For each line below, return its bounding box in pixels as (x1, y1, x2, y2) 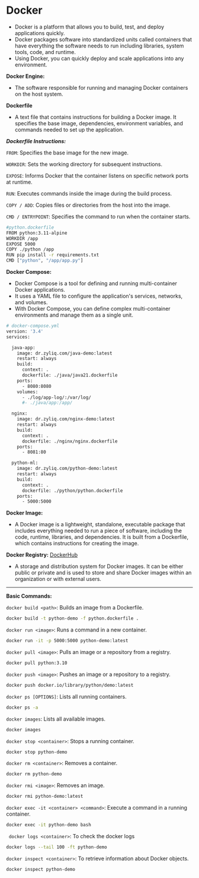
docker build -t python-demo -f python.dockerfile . (6, 615, 139, 621)
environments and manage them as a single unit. (14, 311, 133, 318)
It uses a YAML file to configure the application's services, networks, (14, 292, 183, 300)
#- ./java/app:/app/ (21, 400, 73, 406)
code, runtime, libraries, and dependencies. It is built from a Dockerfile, (14, 533, 189, 541)
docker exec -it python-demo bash (6, 822, 92, 828)
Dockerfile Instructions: (6, 137, 66, 144)
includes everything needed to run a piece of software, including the (14, 527, 182, 535)
